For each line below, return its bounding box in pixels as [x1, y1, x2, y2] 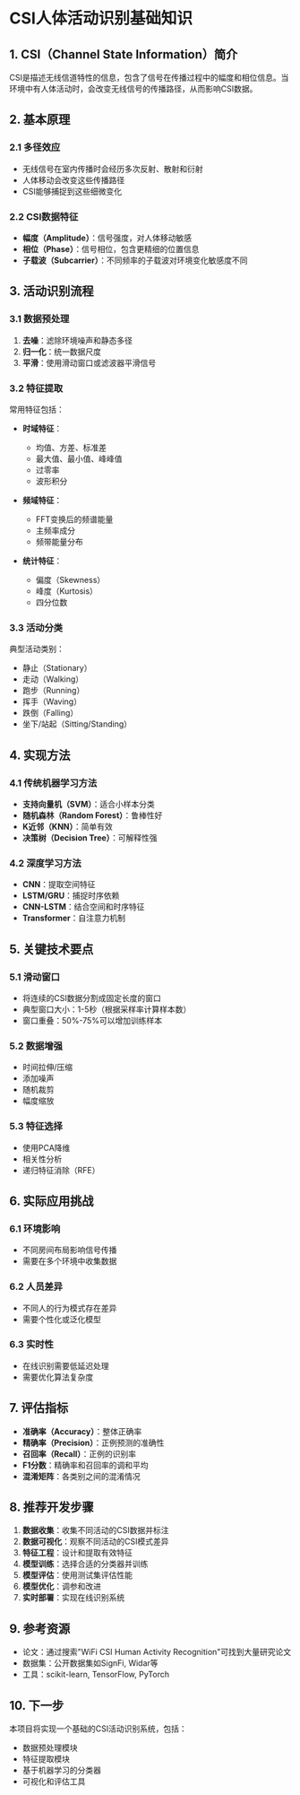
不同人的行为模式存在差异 [21, 1303, 117, 1313]
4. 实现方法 [9, 747, 71, 762]
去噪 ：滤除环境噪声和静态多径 [21, 335, 133, 345]
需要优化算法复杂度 [21, 1372, 94, 1382]
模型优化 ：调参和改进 [21, 1581, 101, 1592]
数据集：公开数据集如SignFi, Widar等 [21, 1658, 159, 1669]
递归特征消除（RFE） [21, 1164, 100, 1175]
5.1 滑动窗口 [9, 971, 61, 983]
